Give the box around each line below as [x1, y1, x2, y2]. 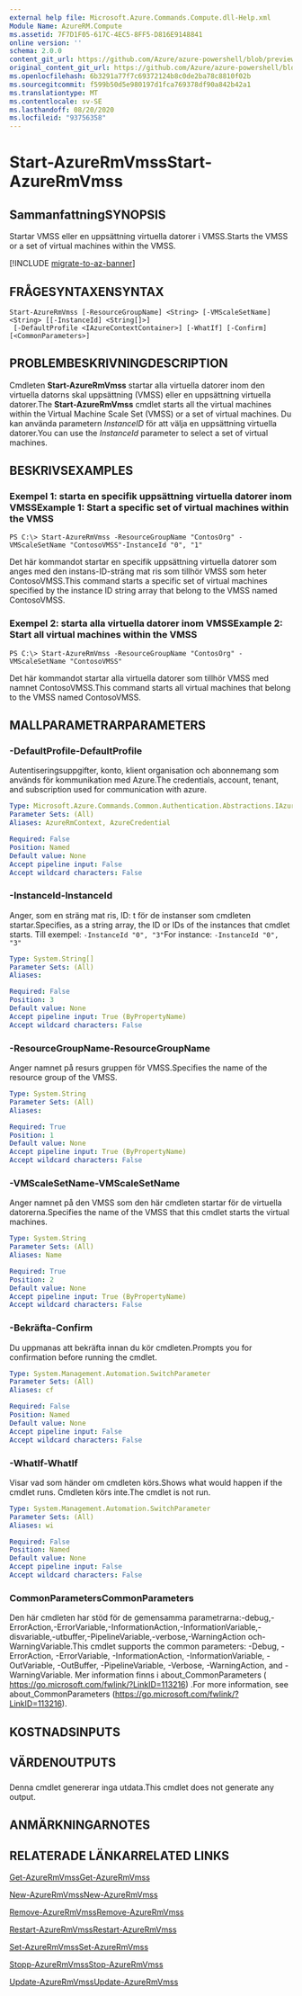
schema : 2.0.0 [9, 47, 63, 56]
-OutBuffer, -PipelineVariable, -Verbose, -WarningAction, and [57, 1660, 283, 1671]
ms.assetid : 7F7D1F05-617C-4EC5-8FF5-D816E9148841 [9, 30, 203, 39]
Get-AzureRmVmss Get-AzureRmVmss [9, 1872, 151, 1883]
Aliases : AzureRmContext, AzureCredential [9, 819, 171, 828]
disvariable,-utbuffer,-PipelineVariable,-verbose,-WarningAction [9, 1632, 246, 1642]
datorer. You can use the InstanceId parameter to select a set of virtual [9, 427, 269, 438]
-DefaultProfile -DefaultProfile [9, 745, 142, 757]
